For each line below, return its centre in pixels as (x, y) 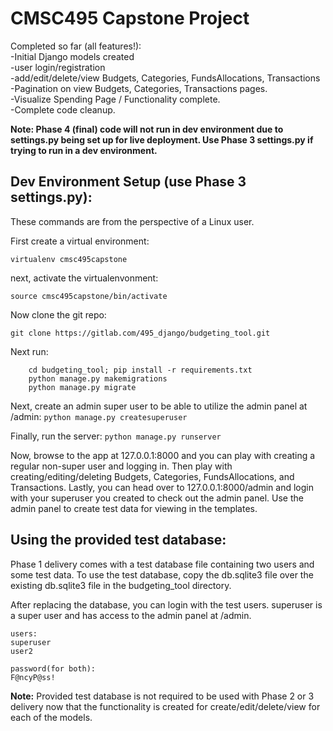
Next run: (29, 351)
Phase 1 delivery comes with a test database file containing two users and (162, 564)
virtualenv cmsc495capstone (69, 259)
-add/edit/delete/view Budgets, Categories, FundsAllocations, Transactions (165, 78)
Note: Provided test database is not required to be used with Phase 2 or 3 (162, 696)
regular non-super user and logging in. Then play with (121, 466)
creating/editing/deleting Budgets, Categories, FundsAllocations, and (152, 476)
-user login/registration (58, 67)
